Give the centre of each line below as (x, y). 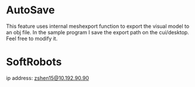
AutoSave (30, 10)
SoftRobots (34, 62)
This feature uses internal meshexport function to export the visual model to (98, 26)
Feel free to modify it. (32, 38)
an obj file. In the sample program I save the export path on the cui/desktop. (97, 32)
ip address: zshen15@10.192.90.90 (48, 78)
